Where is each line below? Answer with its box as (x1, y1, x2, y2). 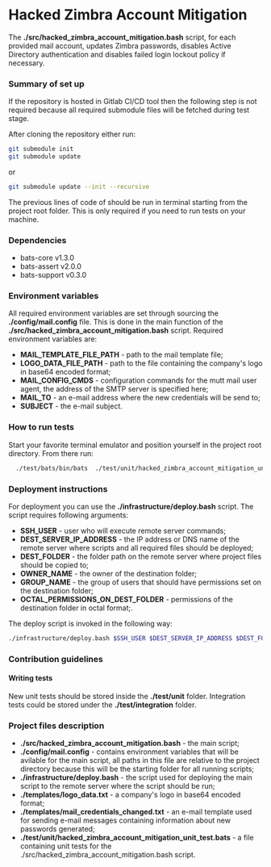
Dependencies (8, 234, 67, 245)
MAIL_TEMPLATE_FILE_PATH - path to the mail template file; (19, 350, 223, 360)
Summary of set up (8, 78, 85, 90)
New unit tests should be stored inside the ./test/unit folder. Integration (8, 691, 246, 701)
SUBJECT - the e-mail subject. (19, 401, 123, 411)
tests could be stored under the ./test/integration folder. (8, 700, 197, 710)
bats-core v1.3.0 (19, 253, 75, 263)
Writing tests (8, 673, 53, 683)
